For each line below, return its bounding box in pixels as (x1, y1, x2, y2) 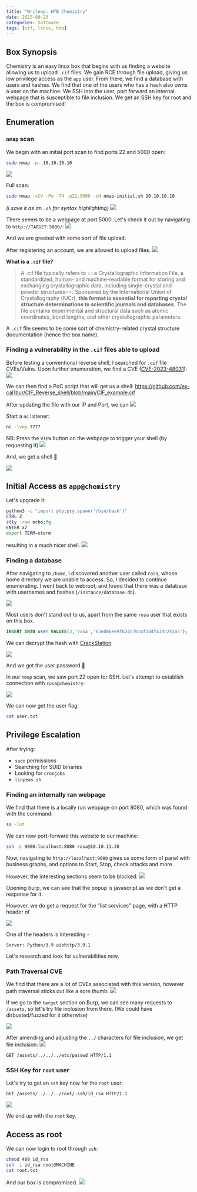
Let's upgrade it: (6, 497, 46, 504)
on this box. (6, 617, 35, 624)
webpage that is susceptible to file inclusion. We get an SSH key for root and (6, 94, 192, 101)
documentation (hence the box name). (6, 331, 99, 338)
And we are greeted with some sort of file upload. (6, 234, 126, 241)
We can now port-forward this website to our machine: (6, 832, 139, 839)
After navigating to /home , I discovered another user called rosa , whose (6, 570, 178, 577)
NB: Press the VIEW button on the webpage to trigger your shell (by (6, 434, 168, 441)
